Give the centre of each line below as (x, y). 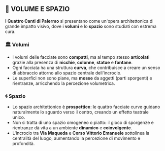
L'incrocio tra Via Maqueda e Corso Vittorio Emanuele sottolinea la (81, 133)
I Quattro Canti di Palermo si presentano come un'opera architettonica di (79, 21)
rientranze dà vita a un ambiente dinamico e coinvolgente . (72, 128)
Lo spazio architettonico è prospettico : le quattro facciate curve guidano (86, 107)
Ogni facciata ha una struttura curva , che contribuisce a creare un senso (86, 68)
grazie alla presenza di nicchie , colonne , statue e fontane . (72, 63)
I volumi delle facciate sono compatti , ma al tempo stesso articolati (81, 57)
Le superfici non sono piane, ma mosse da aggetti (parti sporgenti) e (82, 78)
